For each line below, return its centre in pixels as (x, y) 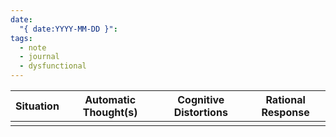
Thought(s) (110, 112)
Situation (37, 106)
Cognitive (201, 99)
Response (285, 112)
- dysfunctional (53, 66)
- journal (39, 57)
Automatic (110, 99)
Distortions (200, 112)
